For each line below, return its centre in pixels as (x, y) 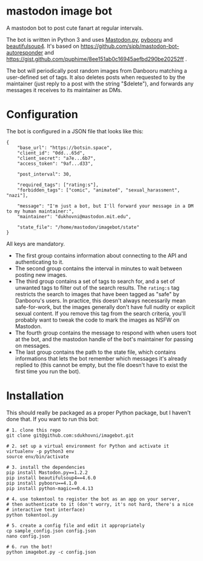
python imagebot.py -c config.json (51, 552)
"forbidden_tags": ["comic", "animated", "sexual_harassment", (99, 190)
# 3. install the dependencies (46, 467)
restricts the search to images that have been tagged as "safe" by (97, 294)
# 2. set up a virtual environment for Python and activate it (88, 446)
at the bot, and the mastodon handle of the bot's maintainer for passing (104, 339)
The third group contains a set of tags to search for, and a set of (95, 281)
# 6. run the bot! (29, 546)
